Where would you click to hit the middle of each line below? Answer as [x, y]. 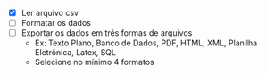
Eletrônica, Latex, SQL [75, 53]
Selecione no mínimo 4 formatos [94, 62]
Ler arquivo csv [50, 13]
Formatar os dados [56, 23]
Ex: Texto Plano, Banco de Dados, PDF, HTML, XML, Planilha [146, 43]
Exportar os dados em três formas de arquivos [107, 33]
